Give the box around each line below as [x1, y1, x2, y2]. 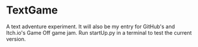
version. [6, 35, 26, 42]
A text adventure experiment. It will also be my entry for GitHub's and [6, 23, 175, 30]
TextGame [6, 4, 58, 17]
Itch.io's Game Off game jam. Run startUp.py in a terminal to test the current [6, 29, 192, 36]
